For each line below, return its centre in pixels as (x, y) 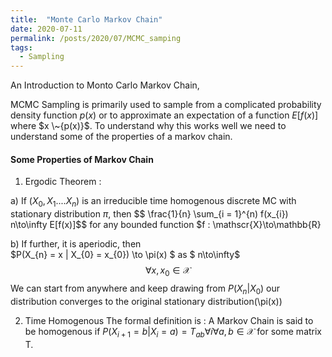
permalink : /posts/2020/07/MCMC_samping (96, 38)
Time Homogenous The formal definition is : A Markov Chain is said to (169, 320)
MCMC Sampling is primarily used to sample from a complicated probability (166, 105)
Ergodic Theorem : (63, 182)
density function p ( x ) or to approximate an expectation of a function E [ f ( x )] (164, 115)
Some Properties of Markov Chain (82, 159)
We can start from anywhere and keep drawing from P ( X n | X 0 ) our (145, 289)
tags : (21, 47)
